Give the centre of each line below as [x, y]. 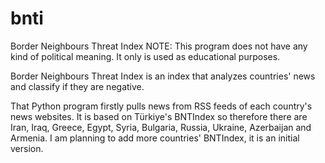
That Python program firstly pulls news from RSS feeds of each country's [161, 106]
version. [27, 148]
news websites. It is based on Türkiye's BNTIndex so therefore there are [159, 116]
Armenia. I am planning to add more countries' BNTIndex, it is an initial [155, 138]
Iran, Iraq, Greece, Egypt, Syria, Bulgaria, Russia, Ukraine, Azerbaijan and [161, 127]
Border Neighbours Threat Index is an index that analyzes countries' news [163, 76]
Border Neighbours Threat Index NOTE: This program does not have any [159, 46]
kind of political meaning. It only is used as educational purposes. [145, 56]
